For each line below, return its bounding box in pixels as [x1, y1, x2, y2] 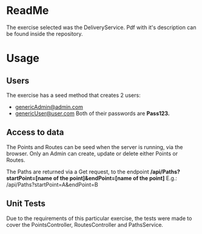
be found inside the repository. [6, 30, 83, 37]
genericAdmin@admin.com [15, 103, 84, 110]
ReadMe [6, 4, 49, 18]
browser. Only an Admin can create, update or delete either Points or [6, 150, 178, 157]
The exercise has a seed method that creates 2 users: [6, 92, 141, 99]
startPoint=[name [6, 174, 53, 182]
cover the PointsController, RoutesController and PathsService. [6, 221, 164, 228]
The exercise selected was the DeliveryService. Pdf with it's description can [6, 24, 197, 31]
